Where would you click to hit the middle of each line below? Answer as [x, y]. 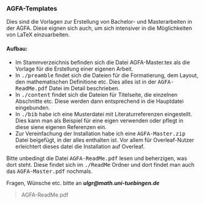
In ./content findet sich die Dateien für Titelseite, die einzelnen [96, 94]
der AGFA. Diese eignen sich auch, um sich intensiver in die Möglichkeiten [99, 28]
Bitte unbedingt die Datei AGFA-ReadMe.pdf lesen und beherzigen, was [97, 158]
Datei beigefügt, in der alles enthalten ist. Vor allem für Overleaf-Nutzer [105, 140]
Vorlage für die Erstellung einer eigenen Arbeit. [74, 69]
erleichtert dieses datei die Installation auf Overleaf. [80, 146]
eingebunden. [33, 107]
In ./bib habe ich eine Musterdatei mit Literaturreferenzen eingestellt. [104, 114]
